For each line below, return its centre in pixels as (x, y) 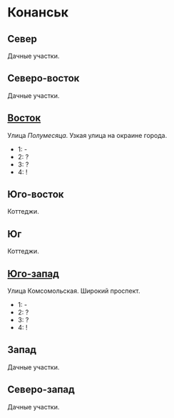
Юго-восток (36, 195)
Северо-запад (41, 390)
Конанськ (38, 13)
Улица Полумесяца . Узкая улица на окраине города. (87, 135)
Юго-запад (33, 273)
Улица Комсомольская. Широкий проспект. (74, 291)
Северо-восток (43, 78)
